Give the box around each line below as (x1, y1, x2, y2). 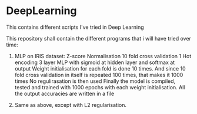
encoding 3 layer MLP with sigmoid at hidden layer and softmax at (14, 59, 175, 66)
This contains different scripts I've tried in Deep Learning (6, 24, 144, 31)
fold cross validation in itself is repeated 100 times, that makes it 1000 (14, 71, 183, 78)
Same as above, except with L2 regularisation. (14, 101, 126, 108)
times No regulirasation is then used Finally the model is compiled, (14, 78, 176, 85)
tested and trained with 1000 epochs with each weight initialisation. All (14, 83, 185, 90)
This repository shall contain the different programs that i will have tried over (6, 35, 191, 42)
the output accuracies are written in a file (14, 90, 115, 97)
